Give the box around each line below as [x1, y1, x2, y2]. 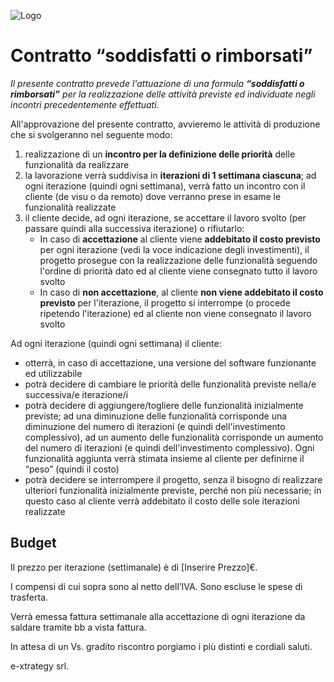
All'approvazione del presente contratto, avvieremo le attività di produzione [10, 118, 321, 130]
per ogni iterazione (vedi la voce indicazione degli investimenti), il [39, 243, 310, 255]
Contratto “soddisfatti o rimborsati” [10, 45, 313, 67]
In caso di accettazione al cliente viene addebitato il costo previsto [39, 233, 321, 245]
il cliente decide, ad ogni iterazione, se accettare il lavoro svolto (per [24, 211, 307, 224]
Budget [10, 535, 57, 552]
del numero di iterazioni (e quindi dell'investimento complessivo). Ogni [24, 441, 315, 454]
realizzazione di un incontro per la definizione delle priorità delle [24, 148, 296, 160]
